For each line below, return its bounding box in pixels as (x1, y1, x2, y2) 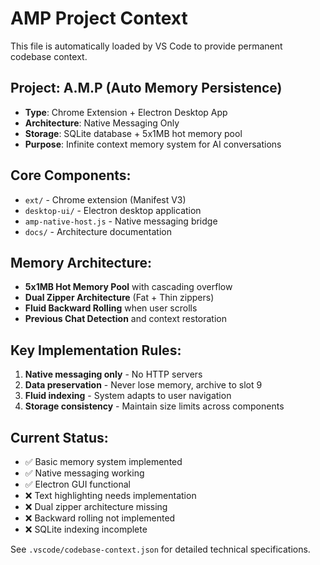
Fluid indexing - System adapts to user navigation (24, 390, 232, 402)
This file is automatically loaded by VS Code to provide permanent (10, 40, 283, 52)
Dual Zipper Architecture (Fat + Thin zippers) (24, 292, 215, 304)
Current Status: (10, 429, 109, 446)
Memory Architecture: (10, 254, 153, 271)
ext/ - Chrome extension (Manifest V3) (24, 193, 187, 206)
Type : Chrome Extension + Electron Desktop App (24, 106, 228, 118)
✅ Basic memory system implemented (24, 456, 183, 467)
